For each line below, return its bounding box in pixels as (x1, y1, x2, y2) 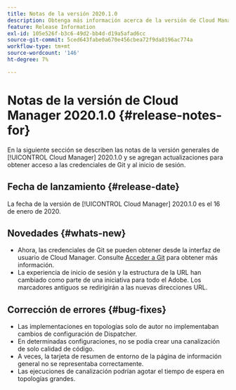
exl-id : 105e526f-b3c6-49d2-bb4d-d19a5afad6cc (7, 30, 146, 37)
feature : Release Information (7, 23, 96, 30)
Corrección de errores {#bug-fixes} (7, 304, 167, 316)
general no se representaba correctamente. (17, 360, 144, 368)
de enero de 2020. (7, 207, 61, 215)
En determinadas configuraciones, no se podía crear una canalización (17, 337, 220, 346)
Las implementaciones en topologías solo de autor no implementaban (17, 323, 219, 331)
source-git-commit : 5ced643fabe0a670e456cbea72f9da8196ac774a (7, 37, 193, 44)
